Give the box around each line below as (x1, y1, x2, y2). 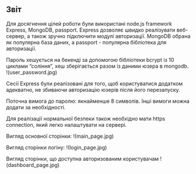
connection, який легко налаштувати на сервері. (6, 121, 127, 128)
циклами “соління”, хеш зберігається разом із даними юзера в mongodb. (6, 62, 189, 69)
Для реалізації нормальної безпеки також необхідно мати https (6, 115, 166, 122)
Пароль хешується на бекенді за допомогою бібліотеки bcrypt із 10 (6, 56, 174, 63)
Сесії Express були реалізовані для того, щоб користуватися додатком (6, 80, 183, 87)
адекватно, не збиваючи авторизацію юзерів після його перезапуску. (6, 86, 180, 93)
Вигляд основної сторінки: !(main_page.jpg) (6, 133, 114, 140)
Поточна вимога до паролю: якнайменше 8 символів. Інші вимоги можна (6, 98, 190, 105)
